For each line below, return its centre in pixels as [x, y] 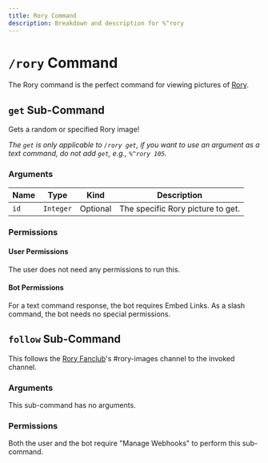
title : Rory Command [43, 16]
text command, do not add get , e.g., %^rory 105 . [88, 154]
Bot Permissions [36, 288]
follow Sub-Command [65, 339]
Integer [57, 208]
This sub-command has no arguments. [72, 405]
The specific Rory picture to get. [179, 208]
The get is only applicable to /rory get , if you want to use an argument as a [134, 145]
